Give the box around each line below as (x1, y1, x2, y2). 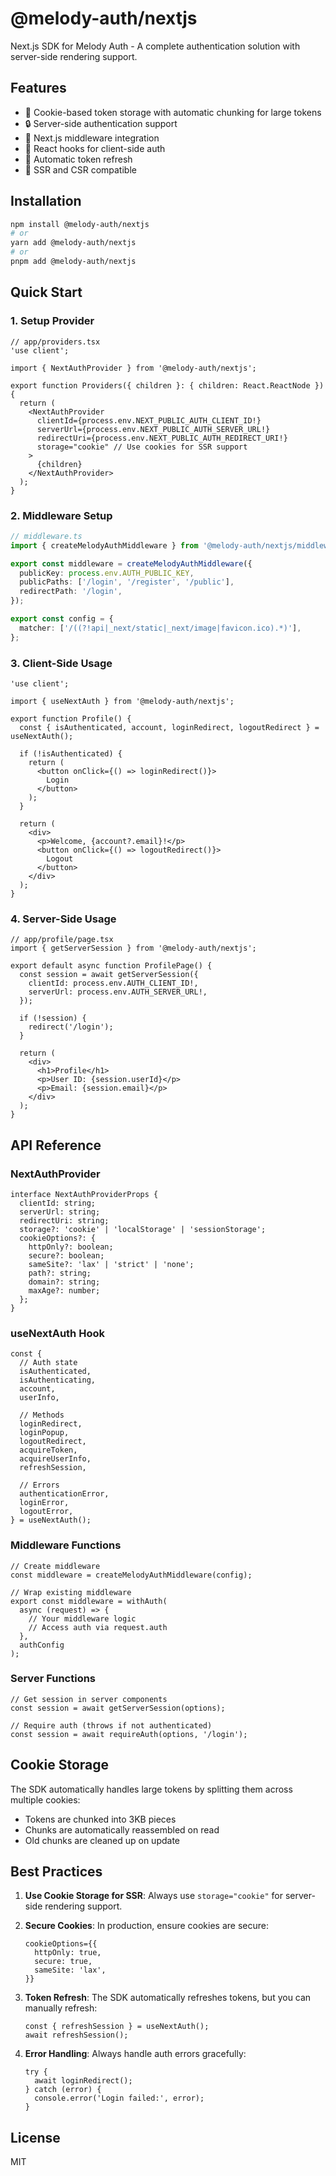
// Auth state (19, 1358, 78, 1368)
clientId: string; (19, 1198, 97, 1208)
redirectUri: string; (19, 1215, 110, 1226)
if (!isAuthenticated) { (19, 748, 123, 759)
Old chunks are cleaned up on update (24, 1834, 181, 1846)
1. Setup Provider (10, 314, 95, 328)
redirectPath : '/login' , (19, 587, 123, 597)
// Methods (19, 1410, 65, 1421)
